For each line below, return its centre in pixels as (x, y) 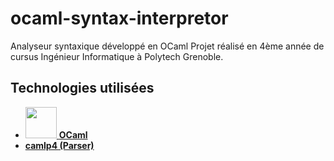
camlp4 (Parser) (59, 145)
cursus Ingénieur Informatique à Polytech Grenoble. (117, 56)
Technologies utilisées (82, 88)
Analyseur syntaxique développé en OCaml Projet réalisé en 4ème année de (167, 46)
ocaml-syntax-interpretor (119, 18)
